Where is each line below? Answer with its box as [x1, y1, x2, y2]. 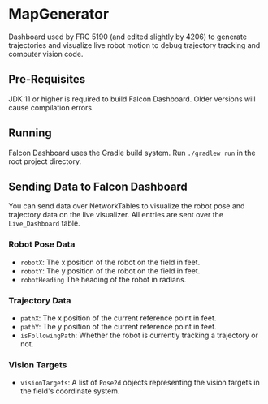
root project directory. [8, 156, 82, 166]
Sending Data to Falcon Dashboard [8, 179, 188, 193]
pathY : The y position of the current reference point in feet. [19, 321, 217, 331]
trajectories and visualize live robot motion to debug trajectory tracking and [8, 40, 261, 49]
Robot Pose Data [8, 239, 76, 250]
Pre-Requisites [8, 72, 86, 86]
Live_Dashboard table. [8, 218, 80, 228]
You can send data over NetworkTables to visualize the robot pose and [8, 201, 245, 211]
